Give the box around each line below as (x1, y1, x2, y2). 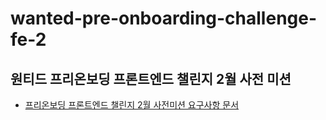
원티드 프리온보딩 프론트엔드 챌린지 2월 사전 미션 (10, 70, 292, 87)
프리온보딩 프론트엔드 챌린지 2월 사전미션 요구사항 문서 (24, 99, 240, 111)
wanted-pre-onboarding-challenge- (10, 7, 318, 30)
